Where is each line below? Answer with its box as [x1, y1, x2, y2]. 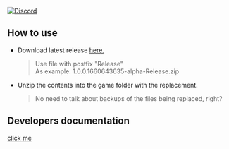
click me [7, 133, 32, 142]
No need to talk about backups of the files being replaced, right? [35, 94, 223, 102]
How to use [7, 27, 58, 39]
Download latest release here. [17, 46, 104, 54]
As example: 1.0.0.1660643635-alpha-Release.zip [35, 67, 180, 76]
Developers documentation [7, 115, 130, 127]
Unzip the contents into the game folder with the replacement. [17, 81, 199, 89]
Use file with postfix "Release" [35, 59, 123, 68]
